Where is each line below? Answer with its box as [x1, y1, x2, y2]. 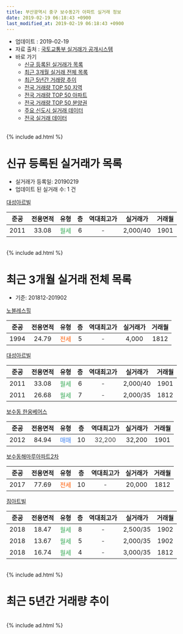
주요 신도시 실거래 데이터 [24, 107, 84, 114]
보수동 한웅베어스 [6, 408, 48, 415]
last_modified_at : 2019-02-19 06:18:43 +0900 [6, 20, 124, 26]
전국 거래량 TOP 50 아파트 [24, 91, 87, 99]
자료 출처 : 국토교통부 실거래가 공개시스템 [15, 45, 113, 53]
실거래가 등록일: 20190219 [15, 178, 79, 186]
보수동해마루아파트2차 [6, 453, 59, 460]
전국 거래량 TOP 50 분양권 [24, 99, 87, 107]
